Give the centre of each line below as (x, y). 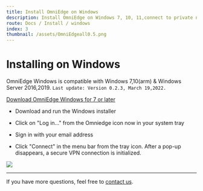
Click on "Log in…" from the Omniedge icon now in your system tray (99, 123)
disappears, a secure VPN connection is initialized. (78, 153)
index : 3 (17, 29)
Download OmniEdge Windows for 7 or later (61, 99)
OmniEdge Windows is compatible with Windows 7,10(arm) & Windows (94, 81)
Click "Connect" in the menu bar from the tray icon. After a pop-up (98, 147)
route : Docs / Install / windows (48, 23)
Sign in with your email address (54, 135)
